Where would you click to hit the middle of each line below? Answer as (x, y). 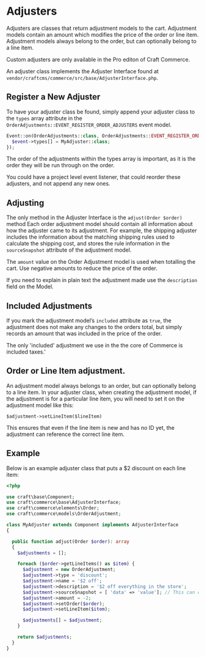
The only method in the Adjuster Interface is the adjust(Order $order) (95, 217)
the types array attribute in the (44, 118)
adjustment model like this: (40, 405)
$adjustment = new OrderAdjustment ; (69, 570)
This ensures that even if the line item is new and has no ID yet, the (91, 427)
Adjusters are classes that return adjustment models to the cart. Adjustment (102, 28)
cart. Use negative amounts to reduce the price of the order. (82, 268)
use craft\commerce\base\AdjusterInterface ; (64, 503)
